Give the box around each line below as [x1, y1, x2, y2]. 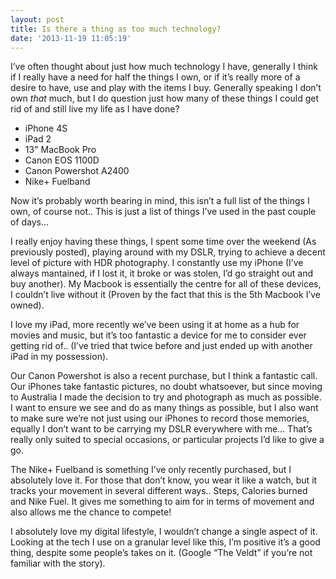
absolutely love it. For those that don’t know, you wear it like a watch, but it [10, 474, 318, 486]
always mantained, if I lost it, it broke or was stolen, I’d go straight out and [10, 267, 314, 280]
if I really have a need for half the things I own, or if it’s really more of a [10, 71, 301, 83]
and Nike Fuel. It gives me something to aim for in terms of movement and [10, 496, 315, 508]
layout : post [10, 14, 65, 25]
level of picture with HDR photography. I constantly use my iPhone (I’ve [10, 257, 304, 269]
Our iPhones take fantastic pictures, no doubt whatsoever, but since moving [10, 381, 323, 393]
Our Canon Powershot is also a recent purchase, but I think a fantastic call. [10, 370, 318, 382]
